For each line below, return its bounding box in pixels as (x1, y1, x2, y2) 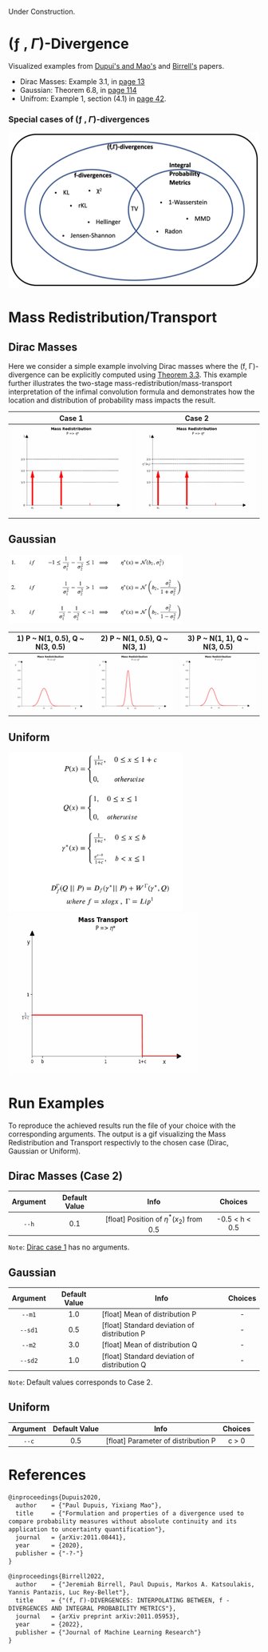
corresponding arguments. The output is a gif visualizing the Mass (8, 1129, 227, 1139)
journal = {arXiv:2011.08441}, (15, 1534, 127, 1542)
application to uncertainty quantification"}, (8, 1526, 166, 1534)
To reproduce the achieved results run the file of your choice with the (8, 1121, 236, 1130)
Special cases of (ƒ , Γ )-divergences (8, 114, 150, 125)
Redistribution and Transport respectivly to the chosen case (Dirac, (8, 1137, 229, 1147)
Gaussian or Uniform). (8, 1146, 81, 1156)
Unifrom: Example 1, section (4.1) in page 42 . (19, 94, 167, 103)
